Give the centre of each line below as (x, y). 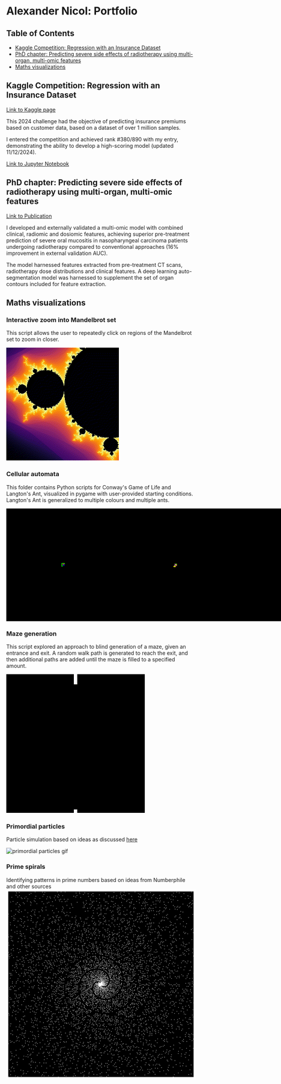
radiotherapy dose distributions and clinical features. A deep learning (92, 271)
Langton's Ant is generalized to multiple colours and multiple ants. (88, 500)
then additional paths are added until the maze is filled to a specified (91, 659)
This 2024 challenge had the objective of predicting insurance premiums (96, 121)
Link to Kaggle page (31, 109)
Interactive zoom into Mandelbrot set (61, 320)
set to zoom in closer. (33, 339)
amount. (17, 666)
